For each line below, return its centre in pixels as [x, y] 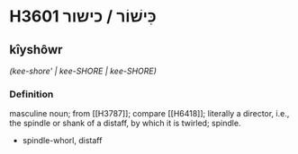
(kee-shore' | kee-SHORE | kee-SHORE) [83, 71]
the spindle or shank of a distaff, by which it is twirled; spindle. [125, 124]
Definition [32, 94]
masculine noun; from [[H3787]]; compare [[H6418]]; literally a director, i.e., [149, 114]
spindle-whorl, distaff [62, 141]
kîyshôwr [36, 50]
